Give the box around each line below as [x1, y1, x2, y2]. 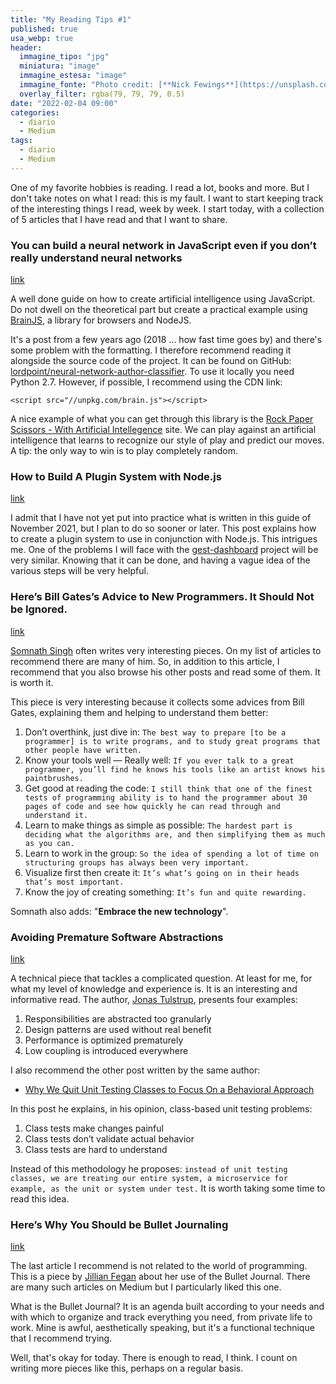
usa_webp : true [10, 33, 74, 43]
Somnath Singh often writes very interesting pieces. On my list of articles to [10, 644, 322, 656]
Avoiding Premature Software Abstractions [10, 930, 224, 944]
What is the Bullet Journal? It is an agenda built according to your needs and [10, 1301, 325, 1313]
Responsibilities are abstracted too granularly [24, 1012, 212, 1025]
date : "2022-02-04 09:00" [10, 98, 118, 108]
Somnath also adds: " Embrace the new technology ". [10, 905, 229, 917]
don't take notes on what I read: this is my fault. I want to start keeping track [10, 192, 324, 204]
